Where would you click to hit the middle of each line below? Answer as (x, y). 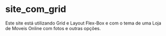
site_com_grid (36, 9)
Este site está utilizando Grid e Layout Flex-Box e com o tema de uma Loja (84, 23)
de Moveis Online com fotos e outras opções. (53, 28)
